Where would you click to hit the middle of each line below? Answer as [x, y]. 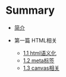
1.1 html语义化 [40, 53]
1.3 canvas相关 [41, 68]
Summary [30, 10]
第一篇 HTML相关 [35, 40]
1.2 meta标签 [39, 60]
